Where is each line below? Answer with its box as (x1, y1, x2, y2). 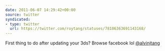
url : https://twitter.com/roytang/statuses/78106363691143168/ (10, 26, 146, 31)
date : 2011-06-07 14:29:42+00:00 (5, 7, 76, 13)
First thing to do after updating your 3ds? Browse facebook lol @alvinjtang (5, 40, 160, 46)
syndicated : (5, 17, 30, 22)
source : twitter (5, 12, 39, 17)
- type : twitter (5, 21, 39, 27)
